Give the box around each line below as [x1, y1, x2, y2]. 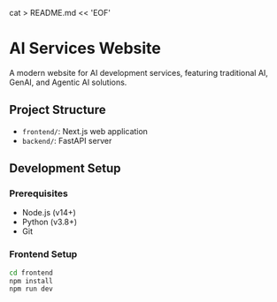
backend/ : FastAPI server [21, 135, 112, 146]
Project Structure [9, 102, 106, 117]
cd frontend [9, 268, 53, 277]
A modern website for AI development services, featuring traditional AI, [9, 67, 268, 78]
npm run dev [9, 284, 53, 294]
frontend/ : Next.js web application [21, 125, 149, 136]
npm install [9, 276, 53, 285]
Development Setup [9, 161, 121, 176]
